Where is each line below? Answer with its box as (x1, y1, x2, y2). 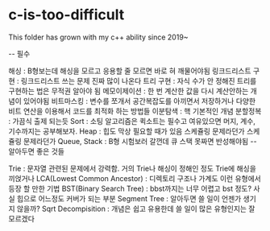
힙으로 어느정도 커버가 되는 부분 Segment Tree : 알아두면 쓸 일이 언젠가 (16, 193, 242, 203)
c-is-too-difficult (8, 6, 125, 24)
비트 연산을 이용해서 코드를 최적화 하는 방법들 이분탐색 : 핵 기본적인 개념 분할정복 (8, 106, 262, 116)
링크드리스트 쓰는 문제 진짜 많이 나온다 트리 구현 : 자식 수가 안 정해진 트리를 (20, 76, 257, 85)
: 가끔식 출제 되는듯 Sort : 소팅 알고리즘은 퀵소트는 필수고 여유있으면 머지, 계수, (8, 116, 256, 126)
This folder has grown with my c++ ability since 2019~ (8, 32, 189, 42)
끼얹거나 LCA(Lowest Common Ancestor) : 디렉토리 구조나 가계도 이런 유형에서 (8, 173, 262, 183)
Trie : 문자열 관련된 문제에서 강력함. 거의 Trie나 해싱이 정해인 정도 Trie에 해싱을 (8, 163, 256, 173)
